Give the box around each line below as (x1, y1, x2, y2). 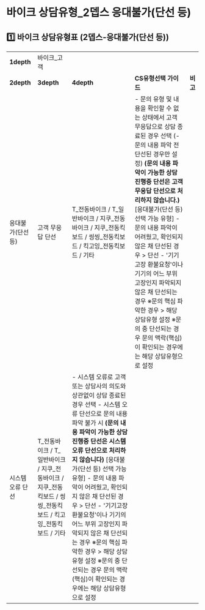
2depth (9, 78, 31, 86)
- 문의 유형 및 (134, 95, 172, 103)
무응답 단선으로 (134, 187, 176, 195)
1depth (9, 58, 31, 66)
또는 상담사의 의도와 (72, 382, 126, 390)
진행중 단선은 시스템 (72, 437, 126, 445)
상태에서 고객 (142, 113, 178, 121)
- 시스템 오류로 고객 (72, 373, 126, 381)
